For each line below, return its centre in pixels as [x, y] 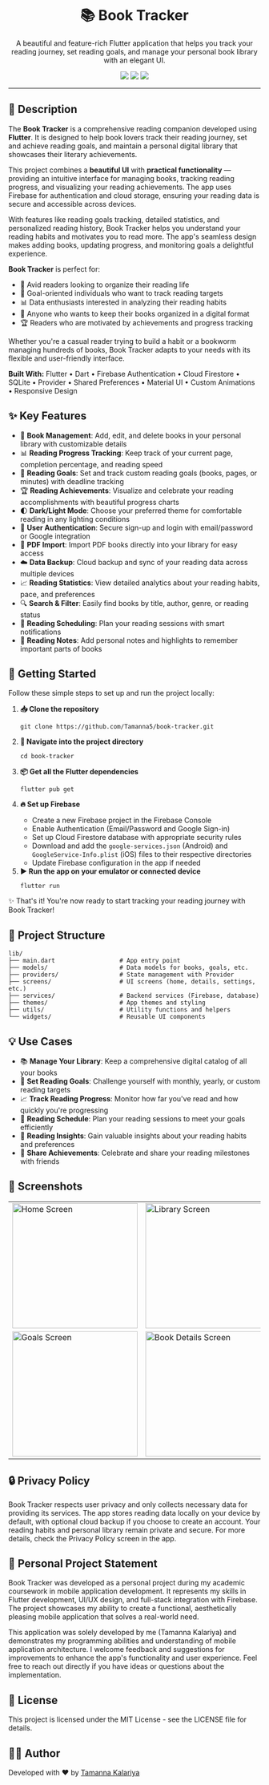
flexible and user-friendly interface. [67, 358]
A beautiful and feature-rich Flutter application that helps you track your [134, 43]
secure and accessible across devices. [72, 204]
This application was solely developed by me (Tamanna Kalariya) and [122, 1633]
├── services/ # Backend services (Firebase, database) [134, 996]
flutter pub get [47, 790]
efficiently [36, 1127]
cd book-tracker [47, 757]
